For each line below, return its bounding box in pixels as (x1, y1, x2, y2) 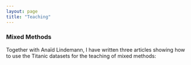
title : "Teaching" (6, 14, 51, 20)
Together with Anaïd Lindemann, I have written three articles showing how (6, 46, 186, 53)
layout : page (6, 8, 38, 15)
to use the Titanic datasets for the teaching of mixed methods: (6, 52, 156, 59)
